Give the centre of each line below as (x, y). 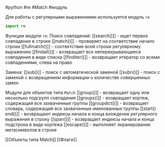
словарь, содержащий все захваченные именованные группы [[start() (81, 108)
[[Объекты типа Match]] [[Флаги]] (41, 139)
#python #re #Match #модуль (36, 7)
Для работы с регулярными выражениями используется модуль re (77, 17)
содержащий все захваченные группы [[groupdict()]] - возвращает (77, 103)
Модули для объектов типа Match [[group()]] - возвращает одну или (77, 92)
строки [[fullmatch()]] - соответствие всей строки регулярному (73, 46)
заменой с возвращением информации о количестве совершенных (78, 77)
